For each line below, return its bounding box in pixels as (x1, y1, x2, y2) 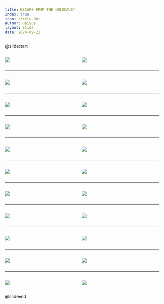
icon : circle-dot (5, 16, 41, 21)
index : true (5, 12, 29, 17)
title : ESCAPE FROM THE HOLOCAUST (5, 7, 76, 12)
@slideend (5, 294, 27, 299)
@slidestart (5, 43, 28, 49)
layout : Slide (5, 25, 34, 30)
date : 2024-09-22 (5, 30, 41, 35)
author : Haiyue (5, 21, 36, 26)
